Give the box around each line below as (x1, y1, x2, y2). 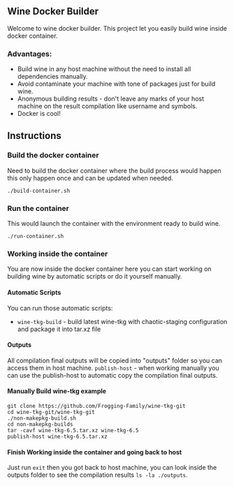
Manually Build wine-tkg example (7, 387, 107, 395)
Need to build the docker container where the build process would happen (7, 166, 221, 175)
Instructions (7, 129, 61, 142)
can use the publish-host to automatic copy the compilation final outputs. (7, 371, 218, 379)
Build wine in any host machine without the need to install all (17, 65, 191, 73)
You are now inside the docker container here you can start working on (7, 265, 212, 273)
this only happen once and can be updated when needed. (7, 174, 173, 182)
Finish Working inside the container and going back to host (7, 448, 182, 456)
